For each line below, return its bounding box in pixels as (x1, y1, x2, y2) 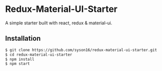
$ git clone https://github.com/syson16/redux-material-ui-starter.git (5, 47, 157, 53)
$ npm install (5, 57, 35, 62)
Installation (5, 34, 41, 43)
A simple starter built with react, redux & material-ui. (5, 20, 113, 26)
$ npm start (5, 61, 30, 67)
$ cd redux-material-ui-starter (5, 52, 72, 57)
